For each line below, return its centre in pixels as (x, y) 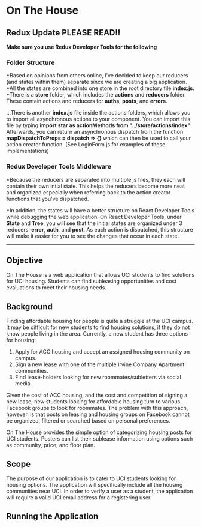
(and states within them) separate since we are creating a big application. (97, 82)
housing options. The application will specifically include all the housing (95, 485)
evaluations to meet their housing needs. (56, 288)
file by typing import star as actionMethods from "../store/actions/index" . (99, 125)
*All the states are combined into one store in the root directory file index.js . (100, 88)
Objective (25, 260)
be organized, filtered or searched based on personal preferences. (88, 421)
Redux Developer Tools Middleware (59, 167)
